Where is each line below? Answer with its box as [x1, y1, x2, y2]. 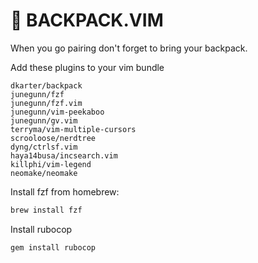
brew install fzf [10, 205, 83, 215]
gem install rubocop [10, 242, 97, 253]
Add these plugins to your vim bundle [10, 61, 165, 73]
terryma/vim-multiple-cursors [10, 124, 137, 134]
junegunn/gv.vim [10, 115, 78, 126]
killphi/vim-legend [10, 159, 92, 169]
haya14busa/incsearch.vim [10, 150, 118, 161]
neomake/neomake [10, 168, 78, 178]
